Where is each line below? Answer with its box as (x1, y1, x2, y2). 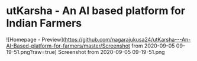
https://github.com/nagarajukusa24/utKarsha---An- (64, 36, 191, 43)
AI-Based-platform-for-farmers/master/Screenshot (6, 42, 130, 49)
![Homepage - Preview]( (6, 36, 65, 43)
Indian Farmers (6, 16, 82, 30)
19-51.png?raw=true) (6, 48, 57, 55)
